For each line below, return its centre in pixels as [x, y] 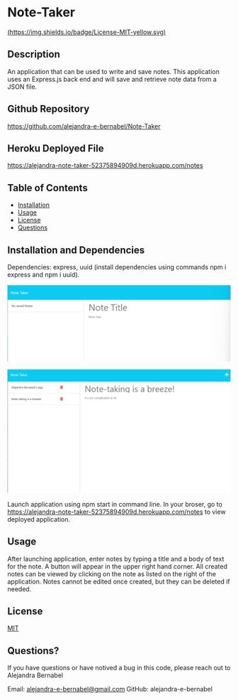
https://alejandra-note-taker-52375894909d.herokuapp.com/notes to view [117, 512]
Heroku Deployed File [56, 148]
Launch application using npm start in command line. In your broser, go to [115, 504]
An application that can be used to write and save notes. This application [113, 71]
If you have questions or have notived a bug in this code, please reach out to [119, 668]
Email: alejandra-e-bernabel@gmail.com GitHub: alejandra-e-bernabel [110, 689]
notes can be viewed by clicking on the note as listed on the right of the [112, 574]
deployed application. [39, 519]
